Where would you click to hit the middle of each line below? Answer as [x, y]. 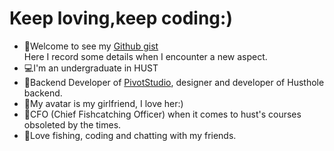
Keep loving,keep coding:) [121, 18]
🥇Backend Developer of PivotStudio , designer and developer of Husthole [174, 82]
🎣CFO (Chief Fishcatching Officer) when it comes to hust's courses [162, 114]
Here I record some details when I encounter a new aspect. [145, 56]
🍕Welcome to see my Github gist [91, 46]
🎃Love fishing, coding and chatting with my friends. [130, 135]
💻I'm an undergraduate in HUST [91, 68]
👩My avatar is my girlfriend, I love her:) [103, 103]
